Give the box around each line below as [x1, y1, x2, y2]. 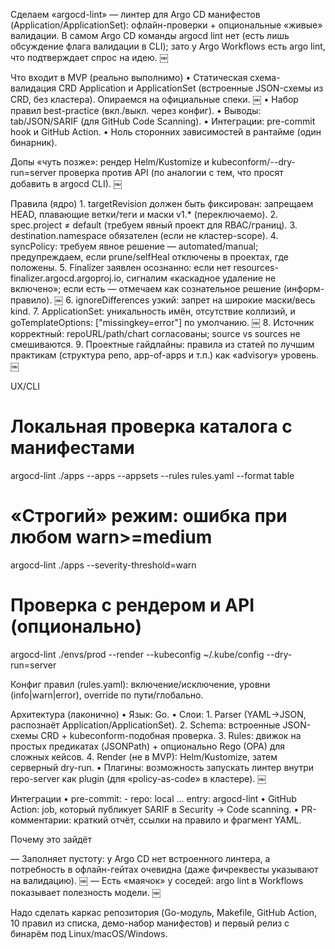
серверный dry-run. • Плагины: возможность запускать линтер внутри [10, 761, 315, 773]
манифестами [10, 437, 136, 459]
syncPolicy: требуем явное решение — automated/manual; [10, 240, 259, 252]
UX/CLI [10, 380, 40, 392]
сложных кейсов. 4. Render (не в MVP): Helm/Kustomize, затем [10, 750, 278, 763]
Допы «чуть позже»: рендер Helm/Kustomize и [10, 156, 210, 168]
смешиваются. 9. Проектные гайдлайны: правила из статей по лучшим [10, 339, 315, 350]
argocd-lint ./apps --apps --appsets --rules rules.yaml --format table [10, 469, 295, 481]
